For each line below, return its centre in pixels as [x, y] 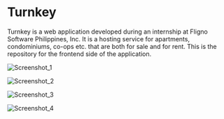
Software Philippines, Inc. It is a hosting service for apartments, [99, 38]
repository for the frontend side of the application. [79, 54]
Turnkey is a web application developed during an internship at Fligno [107, 31]
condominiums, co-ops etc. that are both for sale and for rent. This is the [112, 46]
